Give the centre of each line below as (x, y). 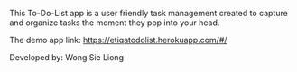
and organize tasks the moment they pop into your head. (115, 22)
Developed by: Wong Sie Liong (67, 57)
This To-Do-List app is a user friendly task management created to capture (149, 13)
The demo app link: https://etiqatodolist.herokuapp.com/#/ (118, 40)
